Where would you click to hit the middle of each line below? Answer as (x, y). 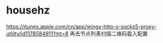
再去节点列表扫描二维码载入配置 (109, 34)
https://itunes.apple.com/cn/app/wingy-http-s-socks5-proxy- (81, 27)
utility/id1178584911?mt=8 (37, 34)
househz (28, 10)
